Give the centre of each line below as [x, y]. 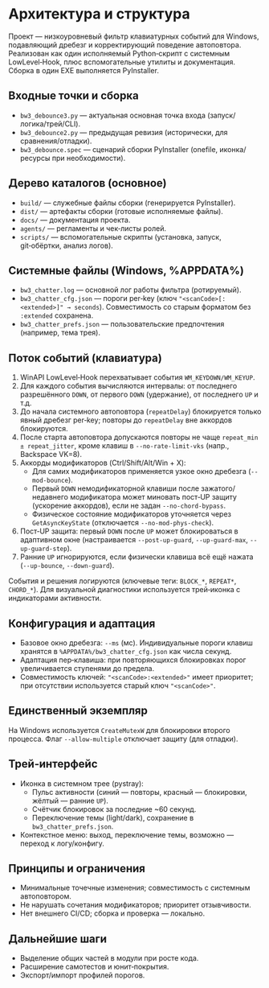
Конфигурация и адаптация [82, 623]
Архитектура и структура [99, 14]
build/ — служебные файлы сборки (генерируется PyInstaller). [128, 203]
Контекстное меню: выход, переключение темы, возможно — [127, 834]
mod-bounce [50, 481]
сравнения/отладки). [56, 141]
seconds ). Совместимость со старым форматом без [163, 307]
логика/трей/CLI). [50, 123]
